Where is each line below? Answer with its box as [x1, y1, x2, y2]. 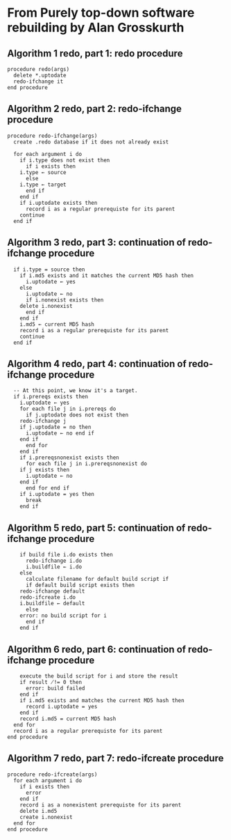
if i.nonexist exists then [25, 296, 104, 304]
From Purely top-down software [7, 5, 195, 21]
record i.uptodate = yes [25, 703, 98, 710]
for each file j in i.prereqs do [19, 405, 117, 412]
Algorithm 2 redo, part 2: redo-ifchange [7, 103, 182, 115]
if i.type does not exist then [19, 157, 110, 164]
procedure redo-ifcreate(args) [7, 771, 98, 778]
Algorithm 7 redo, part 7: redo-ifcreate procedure [7, 752, 224, 764]
